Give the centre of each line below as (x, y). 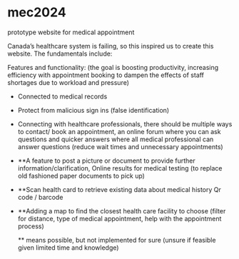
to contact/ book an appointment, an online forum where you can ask (119, 131)
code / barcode (40, 197)
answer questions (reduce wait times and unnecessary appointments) (120, 146)
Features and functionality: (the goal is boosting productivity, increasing (113, 67)
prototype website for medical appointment (71, 32)
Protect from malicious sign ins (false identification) (93, 110)
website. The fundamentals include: (60, 54)
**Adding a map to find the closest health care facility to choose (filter (122, 210)
